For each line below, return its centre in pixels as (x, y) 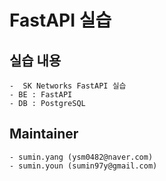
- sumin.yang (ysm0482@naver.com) (81, 157)
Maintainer (44, 134)
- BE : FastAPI (41, 95)
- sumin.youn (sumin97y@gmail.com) (83, 166)
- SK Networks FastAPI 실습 (68, 86)
